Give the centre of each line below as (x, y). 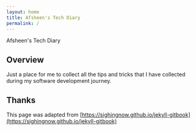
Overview (25, 59)
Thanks (21, 100)
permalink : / (23, 23)
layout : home (23, 12)
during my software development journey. (59, 81)
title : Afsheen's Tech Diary (43, 18)
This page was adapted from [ (44, 115)
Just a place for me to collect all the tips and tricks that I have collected (96, 74)
